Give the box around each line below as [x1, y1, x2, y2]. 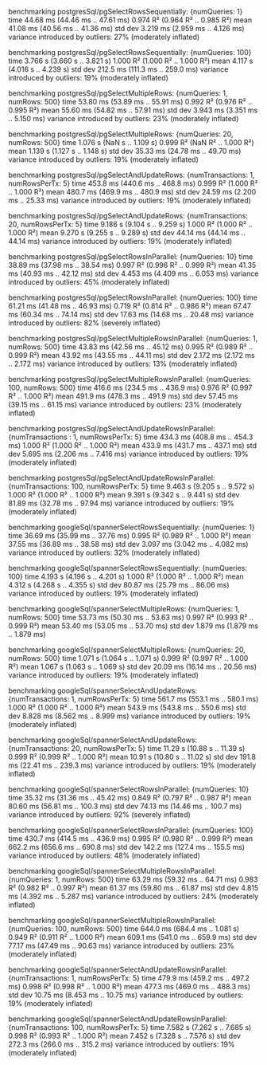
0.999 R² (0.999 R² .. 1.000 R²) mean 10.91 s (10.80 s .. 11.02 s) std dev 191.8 [8, 753, 257, 761]
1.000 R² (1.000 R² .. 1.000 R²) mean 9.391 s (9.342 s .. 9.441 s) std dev [8, 490, 240, 499]
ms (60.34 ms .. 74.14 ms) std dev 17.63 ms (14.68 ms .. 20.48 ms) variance [8, 310, 254, 319]
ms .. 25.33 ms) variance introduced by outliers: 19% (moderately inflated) [8, 195, 252, 205]
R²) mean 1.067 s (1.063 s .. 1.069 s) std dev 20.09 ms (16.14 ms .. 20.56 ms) [8, 662, 257, 671]
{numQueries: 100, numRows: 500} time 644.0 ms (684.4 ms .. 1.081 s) [8, 924, 240, 933]
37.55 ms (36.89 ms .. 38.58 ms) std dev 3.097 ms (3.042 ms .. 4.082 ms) [8, 540, 249, 548]
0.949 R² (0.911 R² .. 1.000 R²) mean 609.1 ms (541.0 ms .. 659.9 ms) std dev [8, 933, 257, 941]
